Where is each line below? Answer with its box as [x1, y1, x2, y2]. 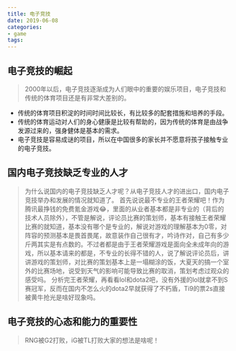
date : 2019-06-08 [7, 17, 59, 24]
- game [7, 30, 27, 38]
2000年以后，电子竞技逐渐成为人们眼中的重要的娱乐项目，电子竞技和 [24, 84, 226, 93]
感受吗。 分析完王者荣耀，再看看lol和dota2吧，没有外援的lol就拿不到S [24, 275, 228, 284]
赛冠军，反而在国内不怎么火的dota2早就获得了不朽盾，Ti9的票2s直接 [24, 284, 225, 292]
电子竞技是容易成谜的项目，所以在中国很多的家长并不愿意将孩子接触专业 [17, 135, 228, 144]
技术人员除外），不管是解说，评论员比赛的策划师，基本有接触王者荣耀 [24, 213, 226, 221]
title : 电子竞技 [7, 10, 51, 18]
